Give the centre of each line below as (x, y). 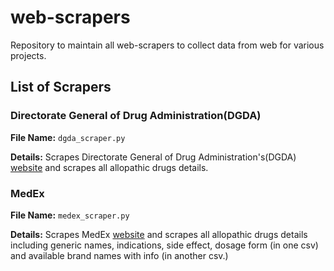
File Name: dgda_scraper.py (68, 137)
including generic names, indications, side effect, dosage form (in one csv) (164, 245)
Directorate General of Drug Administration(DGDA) (136, 116)
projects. (28, 55)
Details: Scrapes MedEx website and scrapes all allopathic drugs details (159, 234)
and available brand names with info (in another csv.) (119, 255)
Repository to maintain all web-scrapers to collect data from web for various (167, 45)
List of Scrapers (61, 87)
